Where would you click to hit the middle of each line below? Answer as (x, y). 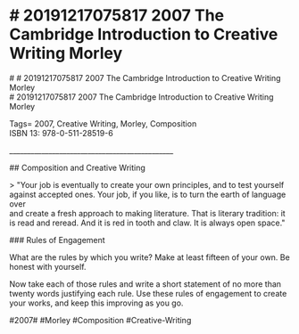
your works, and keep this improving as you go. (96, 303)
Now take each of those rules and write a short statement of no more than (145, 284)
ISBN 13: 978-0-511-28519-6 (61, 133)
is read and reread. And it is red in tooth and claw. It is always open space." (147, 223)
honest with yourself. (48, 266)
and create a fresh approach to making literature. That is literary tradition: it (147, 213)
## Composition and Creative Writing (77, 167)
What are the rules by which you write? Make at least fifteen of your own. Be (149, 257)
